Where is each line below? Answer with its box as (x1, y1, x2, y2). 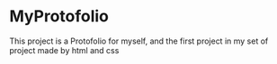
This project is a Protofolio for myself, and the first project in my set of (9, 36, 269, 46)
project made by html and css (9, 44, 120, 55)
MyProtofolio (9, 6, 110, 27)
